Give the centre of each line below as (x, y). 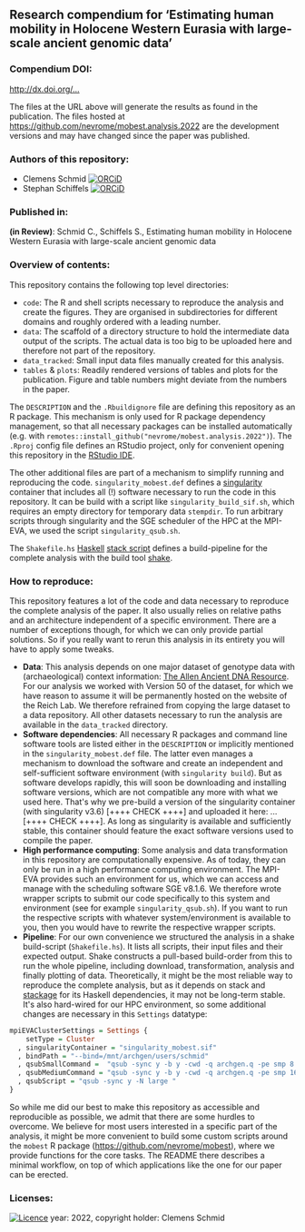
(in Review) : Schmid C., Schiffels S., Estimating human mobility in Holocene (151, 232)
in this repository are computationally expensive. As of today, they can (154, 859)
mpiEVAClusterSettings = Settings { (79, 1030)
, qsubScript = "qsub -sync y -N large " (97, 1081)
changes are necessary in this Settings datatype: (115, 1014)
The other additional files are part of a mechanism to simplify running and (147, 472)
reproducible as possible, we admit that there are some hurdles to (133, 1117)
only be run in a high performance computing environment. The (141, 869)
